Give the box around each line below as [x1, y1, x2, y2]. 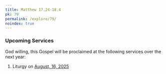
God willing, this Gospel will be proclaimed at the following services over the [5, 48, 162, 54]
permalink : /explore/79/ [5, 16, 57, 21]
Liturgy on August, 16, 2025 [12, 63, 69, 69]
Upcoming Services [5, 37, 54, 44]
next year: [5, 54, 26, 60]
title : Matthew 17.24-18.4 [5, 7, 61, 12]
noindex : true [5, 21, 35, 26]
